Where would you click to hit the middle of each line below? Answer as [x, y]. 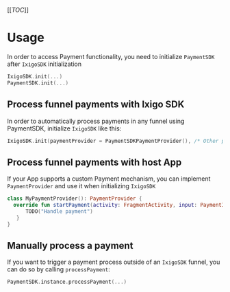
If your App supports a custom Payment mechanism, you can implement [109, 179]
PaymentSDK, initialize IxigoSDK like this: [64, 128]
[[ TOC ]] [18, 10]
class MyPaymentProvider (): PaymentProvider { [75, 199]
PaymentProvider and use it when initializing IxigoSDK [81, 186]
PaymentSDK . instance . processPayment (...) [67, 282]
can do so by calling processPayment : [59, 269]
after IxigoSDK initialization [44, 64]
